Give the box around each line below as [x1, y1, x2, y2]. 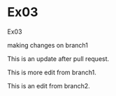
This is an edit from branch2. [7, 81, 91, 90]
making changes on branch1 [7, 41, 89, 49]
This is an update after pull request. [7, 54, 110, 63]
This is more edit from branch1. [7, 68, 96, 76]
